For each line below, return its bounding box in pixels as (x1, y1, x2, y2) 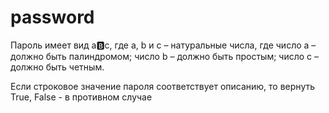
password (10, 6, 95, 29)
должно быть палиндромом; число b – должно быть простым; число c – (10, 50, 320, 62)
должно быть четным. (10, 61, 105, 73)
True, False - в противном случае (10, 91, 153, 103)
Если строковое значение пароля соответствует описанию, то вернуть (10, 80, 316, 92)
